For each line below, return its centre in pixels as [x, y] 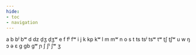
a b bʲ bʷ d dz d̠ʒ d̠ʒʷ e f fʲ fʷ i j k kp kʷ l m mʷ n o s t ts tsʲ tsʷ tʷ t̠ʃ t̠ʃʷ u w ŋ [98, 39]
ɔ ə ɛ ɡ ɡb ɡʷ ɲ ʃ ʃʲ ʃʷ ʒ [34, 46]
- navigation [22, 22]
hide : [13, 11]
